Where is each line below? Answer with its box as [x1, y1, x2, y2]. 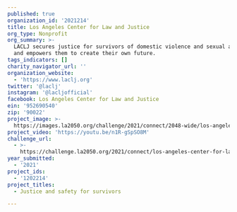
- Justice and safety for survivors [13, 188, 121, 195]
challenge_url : [7, 135, 52, 142]
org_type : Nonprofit [7, 30, 68, 37]
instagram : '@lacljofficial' [7, 89, 93, 96]
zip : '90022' [7, 109, 46, 116]
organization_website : [7, 69, 74, 76]
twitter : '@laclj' [7, 83, 61, 90]
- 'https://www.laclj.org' [13, 76, 93, 83]
